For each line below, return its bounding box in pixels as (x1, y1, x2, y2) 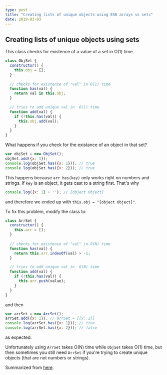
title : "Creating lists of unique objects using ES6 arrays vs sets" (5, 12, 153, 17)
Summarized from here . (5, 364, 54, 370)
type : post (5, 7, 28, 13)
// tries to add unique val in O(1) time (9, 105, 99, 110)
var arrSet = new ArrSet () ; (5, 311, 64, 316)
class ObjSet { (5, 58, 37, 63)
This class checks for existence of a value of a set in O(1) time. (5, 49, 134, 55)
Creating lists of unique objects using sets (5, 35, 139, 44)
